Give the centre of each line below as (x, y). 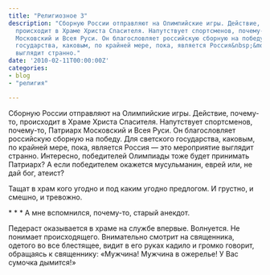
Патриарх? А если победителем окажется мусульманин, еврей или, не (131, 164)
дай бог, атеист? (36, 173)
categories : (28, 68)
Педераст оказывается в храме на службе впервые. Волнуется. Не (124, 228)
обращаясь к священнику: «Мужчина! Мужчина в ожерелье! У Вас (123, 253)
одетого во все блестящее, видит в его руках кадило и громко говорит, (131, 245)
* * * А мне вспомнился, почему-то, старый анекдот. (99, 212)
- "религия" (28, 83)
